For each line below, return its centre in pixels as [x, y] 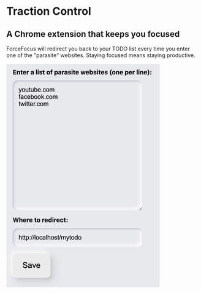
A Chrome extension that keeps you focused [93, 34]
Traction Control [49, 11]
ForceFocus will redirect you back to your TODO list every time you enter [98, 49]
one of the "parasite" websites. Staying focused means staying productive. [101, 55]
